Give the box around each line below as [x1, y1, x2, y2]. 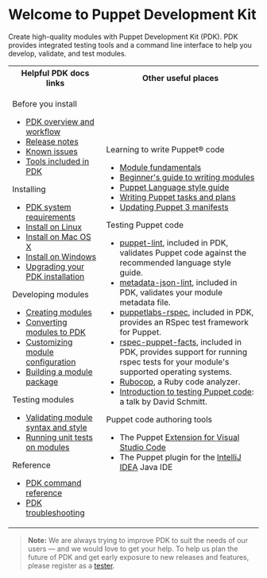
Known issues [25, 145, 78, 156]
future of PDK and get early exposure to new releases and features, [27, 552, 250, 561]
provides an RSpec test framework [119, 316, 249, 327]
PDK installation [25, 271, 85, 282]
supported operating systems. [119, 366, 232, 377]
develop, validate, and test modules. [8, 48, 127, 58]
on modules [25, 441, 70, 453]
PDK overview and [25, 116, 95, 127]
